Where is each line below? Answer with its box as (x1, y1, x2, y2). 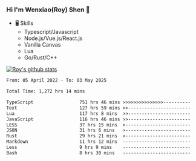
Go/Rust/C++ (24, 54, 57, 61)
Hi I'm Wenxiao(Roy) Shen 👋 (6, 5, 91, 14)
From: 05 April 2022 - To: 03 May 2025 (6, 77, 107, 84)
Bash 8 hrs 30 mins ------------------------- (6, 149, 191, 156)
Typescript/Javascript (24, 28, 79, 36)
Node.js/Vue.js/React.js (24, 34, 83, 42)
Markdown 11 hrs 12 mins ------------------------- (6, 139, 191, 145)
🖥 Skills (15, 19, 34, 27)
